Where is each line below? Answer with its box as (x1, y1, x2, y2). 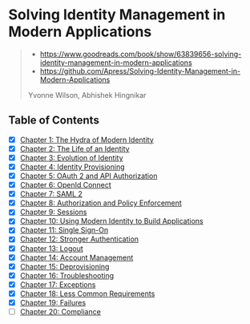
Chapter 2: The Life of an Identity (19, 144, 130, 153)
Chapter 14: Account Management (19, 253, 134, 262)
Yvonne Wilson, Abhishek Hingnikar (27, 90, 147, 99)
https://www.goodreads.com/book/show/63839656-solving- (39, 49, 242, 59)
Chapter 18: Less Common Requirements (19, 289, 155, 298)
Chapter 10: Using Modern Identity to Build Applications (19, 217, 204, 226)
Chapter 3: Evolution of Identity (19, 152, 123, 162)
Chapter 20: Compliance (19, 306, 102, 316)
